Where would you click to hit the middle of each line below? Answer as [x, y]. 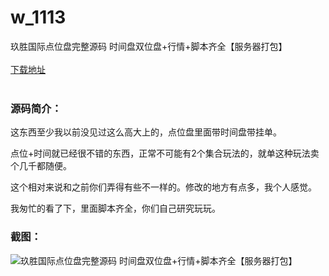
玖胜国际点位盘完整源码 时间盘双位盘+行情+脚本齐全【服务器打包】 [149, 46]
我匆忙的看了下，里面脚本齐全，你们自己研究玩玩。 [115, 208]
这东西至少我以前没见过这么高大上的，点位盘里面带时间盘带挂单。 [146, 132]
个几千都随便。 [41, 166]
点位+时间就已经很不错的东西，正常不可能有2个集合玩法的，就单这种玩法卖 [165, 153]
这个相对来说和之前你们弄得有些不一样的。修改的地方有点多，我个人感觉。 [163, 187]
